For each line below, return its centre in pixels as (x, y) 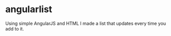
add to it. (15, 28)
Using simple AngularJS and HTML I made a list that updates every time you (86, 23)
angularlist (29, 9)
